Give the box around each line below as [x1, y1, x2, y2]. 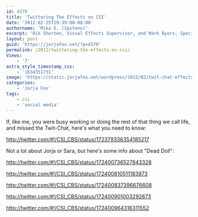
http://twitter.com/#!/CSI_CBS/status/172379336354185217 [6, 136, 150, 143]
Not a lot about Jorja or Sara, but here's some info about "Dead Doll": [6, 147, 174, 154]
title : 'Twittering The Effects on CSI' [6, 14, 107, 20]
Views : [6, 52, 22, 58]
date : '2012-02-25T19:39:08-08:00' [6, 19, 94, 25]
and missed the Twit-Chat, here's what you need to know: [6, 124, 147, 131]
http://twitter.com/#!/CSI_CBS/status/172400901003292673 [6, 193, 151, 200]
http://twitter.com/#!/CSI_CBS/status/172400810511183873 [6, 170, 148, 177]
